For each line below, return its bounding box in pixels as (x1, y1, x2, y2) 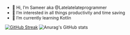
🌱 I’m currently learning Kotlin (12, 15, 71, 20)
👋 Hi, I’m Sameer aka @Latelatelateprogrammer (12, 5, 107, 10)
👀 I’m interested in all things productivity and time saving (12, 10, 125, 16)
